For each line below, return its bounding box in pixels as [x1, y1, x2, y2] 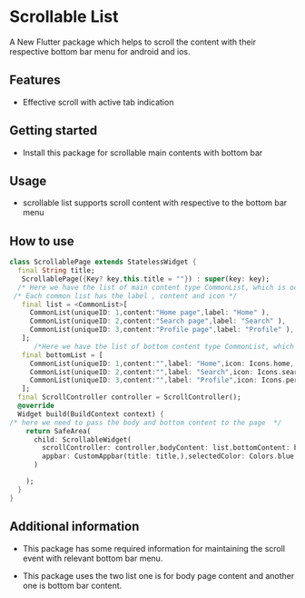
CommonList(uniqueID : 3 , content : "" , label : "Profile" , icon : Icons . [29, 375, 286, 385]
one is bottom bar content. [22, 580, 123, 591]
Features [9, 73, 61, 88]
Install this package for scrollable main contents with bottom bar [22, 147, 263, 158]
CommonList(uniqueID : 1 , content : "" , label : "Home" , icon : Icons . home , [29, 359, 295, 368]
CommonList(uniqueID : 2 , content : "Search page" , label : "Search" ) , [29, 316, 286, 326]
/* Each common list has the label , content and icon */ [13, 291, 238, 301]
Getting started [9, 123, 98, 138]
